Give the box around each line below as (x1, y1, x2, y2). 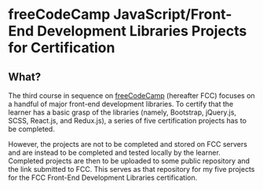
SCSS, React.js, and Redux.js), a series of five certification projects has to (8, 116, 247, 125)
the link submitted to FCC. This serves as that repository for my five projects (8, 165, 255, 174)
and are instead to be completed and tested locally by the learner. (8, 148, 221, 157)
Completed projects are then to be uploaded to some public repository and (8, 156, 250, 166)
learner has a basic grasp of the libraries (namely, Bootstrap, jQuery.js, (8, 108, 237, 117)
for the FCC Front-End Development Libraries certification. (8, 173, 198, 182)
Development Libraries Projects (36, 22, 247, 40)
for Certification (8, 39, 115, 57)
